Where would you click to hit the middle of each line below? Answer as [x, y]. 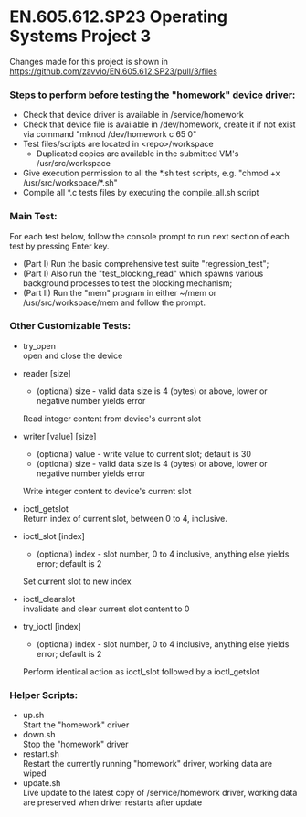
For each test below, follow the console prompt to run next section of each [149, 236]
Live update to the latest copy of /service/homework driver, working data [160, 793]
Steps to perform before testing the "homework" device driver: [153, 95]
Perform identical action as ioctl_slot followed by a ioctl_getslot [141, 671]
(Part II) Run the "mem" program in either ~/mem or [120, 292]
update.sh [42, 783]
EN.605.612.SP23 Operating [119, 17]
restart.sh [41, 754]
